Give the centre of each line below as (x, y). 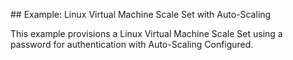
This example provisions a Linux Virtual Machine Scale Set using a (146, 33)
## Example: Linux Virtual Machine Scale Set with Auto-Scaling (141, 14)
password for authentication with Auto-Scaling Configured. (132, 44)
